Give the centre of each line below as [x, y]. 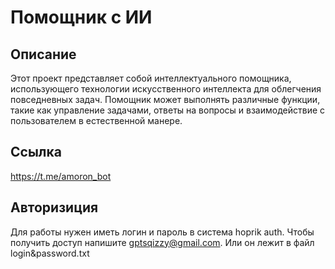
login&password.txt [50, 253]
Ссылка [36, 152]
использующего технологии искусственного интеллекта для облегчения [166, 89]
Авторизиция [54, 207]
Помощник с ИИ [81, 17]
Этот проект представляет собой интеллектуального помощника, [151, 78]
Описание [43, 54]
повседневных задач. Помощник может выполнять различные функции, [165, 99]
